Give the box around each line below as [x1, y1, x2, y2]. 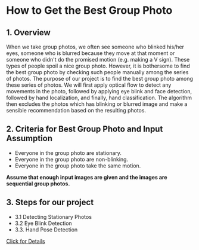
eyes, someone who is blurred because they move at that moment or [6, 50, 175, 57]
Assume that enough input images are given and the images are [6, 173, 168, 181]
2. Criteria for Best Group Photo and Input [6, 124, 163, 135]
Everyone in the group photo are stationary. [14, 149, 122, 156]
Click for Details [6, 237, 45, 245]
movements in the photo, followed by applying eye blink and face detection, [6, 88, 192, 94]
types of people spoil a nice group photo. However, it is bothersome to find [6, 62, 190, 69]
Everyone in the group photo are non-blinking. [14, 156, 129, 163]
